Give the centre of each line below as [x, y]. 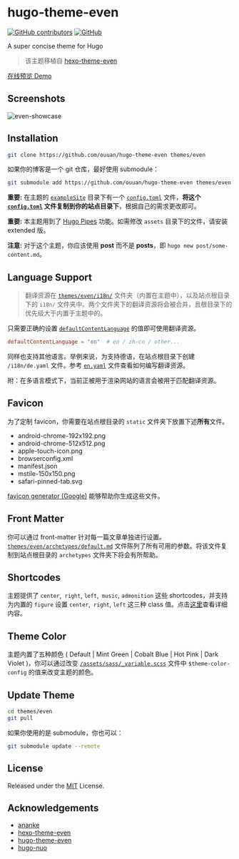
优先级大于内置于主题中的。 [66, 313]
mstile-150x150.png [46, 473]
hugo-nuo [32, 848]
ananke [29, 825]
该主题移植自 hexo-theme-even [71, 61]
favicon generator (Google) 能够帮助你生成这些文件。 [86, 496]
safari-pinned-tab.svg [50, 481]
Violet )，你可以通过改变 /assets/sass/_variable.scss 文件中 [97, 664]
